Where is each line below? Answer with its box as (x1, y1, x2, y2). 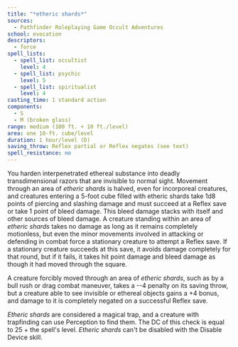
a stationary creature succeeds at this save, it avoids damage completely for (7, 245, 231, 253)
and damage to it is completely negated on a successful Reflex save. (7, 296, 208, 305)
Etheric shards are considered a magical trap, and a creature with (7, 311, 200, 318)
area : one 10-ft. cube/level (7, 130, 94, 137)
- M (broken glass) (13, 116, 72, 123)
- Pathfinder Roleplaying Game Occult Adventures (13, 24, 163, 31)
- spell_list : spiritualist (13, 83, 97, 90)
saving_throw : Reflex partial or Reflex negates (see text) (7, 143, 190, 150)
